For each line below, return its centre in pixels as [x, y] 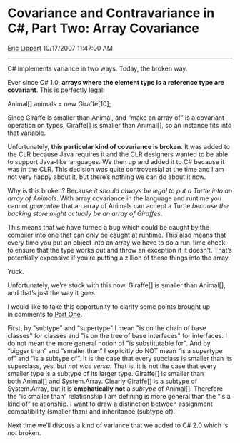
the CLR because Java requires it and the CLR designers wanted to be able [118, 154]
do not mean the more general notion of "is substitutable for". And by [109, 343]
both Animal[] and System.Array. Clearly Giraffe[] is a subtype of [102, 381]
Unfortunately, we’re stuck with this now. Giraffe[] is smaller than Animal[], [117, 285]
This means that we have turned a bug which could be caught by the [109, 227]
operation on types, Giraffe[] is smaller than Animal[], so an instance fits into [120, 125]
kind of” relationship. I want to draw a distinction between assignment [110, 404]
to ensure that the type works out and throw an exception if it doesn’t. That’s [120, 250]
